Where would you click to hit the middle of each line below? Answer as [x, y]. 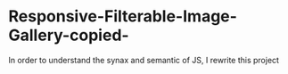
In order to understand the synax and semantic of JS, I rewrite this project [144, 60]
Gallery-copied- [69, 35]
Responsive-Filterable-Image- [123, 16]
